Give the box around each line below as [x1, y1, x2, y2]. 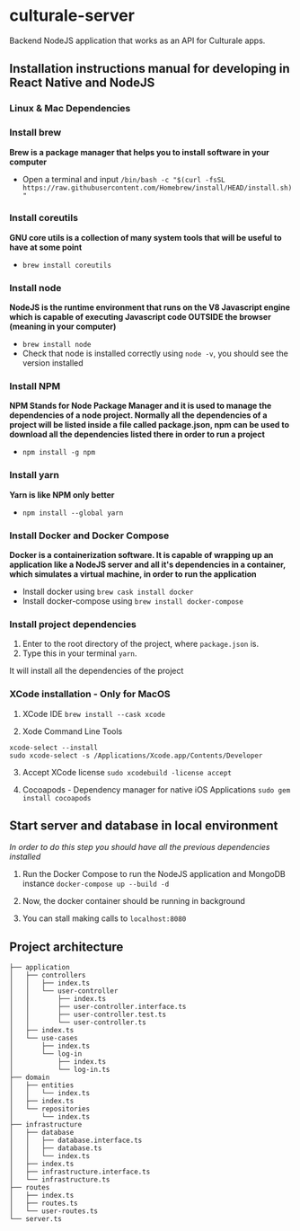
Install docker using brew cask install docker [22, 586, 194, 598]
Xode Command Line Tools [22, 725, 123, 737]
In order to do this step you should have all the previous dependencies [9, 842, 270, 853]
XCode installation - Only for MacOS [9, 688, 171, 701]
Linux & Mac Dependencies [9, 102, 131, 115]
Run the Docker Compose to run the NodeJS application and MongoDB [22, 869, 286, 880]
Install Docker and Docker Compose [9, 529, 170, 542]
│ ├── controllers [9, 971, 87, 980]
